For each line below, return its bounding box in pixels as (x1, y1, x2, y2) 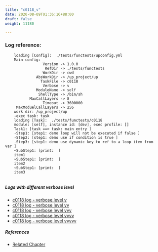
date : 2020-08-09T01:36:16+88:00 (5, 12, 74, 17)
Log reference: (5, 42, 41, 48)
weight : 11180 (5, 21, 35, 26)
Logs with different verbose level (5, 184, 74, 190)
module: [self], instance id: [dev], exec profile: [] (14, 122, 129, 127)
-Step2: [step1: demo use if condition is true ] (14, 135, 118, 140)
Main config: (14, 57, 41, 62)
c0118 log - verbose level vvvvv (12, 218, 77, 224)
